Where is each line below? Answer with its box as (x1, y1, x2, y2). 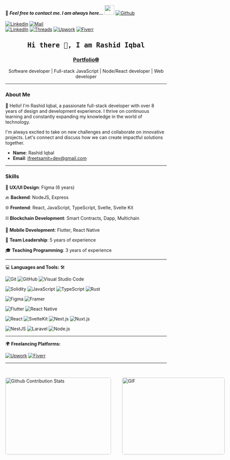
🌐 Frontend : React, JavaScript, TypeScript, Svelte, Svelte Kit (5, 205, 134, 211)
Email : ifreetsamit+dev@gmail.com (12, 155, 87, 161)
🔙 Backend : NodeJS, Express (5, 194, 69, 201)
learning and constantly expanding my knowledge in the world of (5, 113, 142, 119)
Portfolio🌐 (73, 56, 99, 64)
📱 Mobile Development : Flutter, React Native (5, 227, 100, 233)
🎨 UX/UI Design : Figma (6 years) (5, 185, 75, 191)
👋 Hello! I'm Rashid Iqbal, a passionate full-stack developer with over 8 (5, 103, 155, 109)
